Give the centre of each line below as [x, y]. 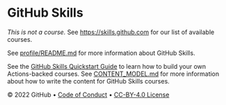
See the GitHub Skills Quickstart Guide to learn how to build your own [107, 66]
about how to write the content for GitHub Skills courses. [89, 81]
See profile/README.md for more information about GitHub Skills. [102, 53]
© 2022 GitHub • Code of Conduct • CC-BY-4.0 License [88, 95]
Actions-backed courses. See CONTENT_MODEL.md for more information [113, 74]
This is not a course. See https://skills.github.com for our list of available [111, 32]
